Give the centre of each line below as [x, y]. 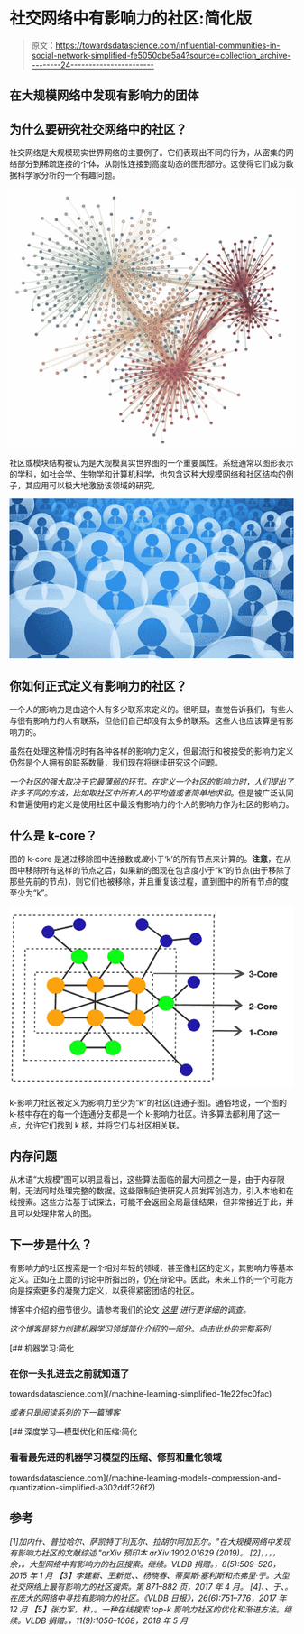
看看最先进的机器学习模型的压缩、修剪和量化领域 [116, 1457]
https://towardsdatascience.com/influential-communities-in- [168, 45]
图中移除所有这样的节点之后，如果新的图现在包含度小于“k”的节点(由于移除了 [151, 870]
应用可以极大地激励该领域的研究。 [96, 485]
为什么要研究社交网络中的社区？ [98, 129]
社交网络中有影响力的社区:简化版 [131, 19]
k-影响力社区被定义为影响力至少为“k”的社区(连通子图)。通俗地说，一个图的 [148, 1102]
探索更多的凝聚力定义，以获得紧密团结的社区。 [112, 1291]
